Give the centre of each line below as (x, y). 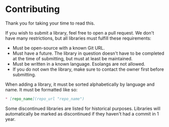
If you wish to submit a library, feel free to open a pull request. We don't (80, 33)
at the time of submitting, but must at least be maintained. (72, 58)
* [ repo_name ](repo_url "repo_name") (45, 99)
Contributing (33, 9)
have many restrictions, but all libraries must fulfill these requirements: (78, 38)
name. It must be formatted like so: (41, 89)
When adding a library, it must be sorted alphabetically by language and (80, 84)
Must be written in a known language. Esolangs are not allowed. (79, 64)
